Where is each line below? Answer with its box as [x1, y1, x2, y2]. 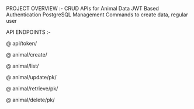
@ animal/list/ [6, 62, 39, 69]
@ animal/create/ [6, 51, 48, 58]
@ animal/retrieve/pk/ [6, 85, 58, 92]
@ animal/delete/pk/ [6, 96, 55, 103]
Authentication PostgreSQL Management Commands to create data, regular [6, 11, 188, 18]
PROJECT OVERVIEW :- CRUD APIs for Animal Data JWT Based [6, 5, 160, 12]
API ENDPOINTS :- [6, 29, 51, 36]
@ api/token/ [6, 40, 37, 47]
